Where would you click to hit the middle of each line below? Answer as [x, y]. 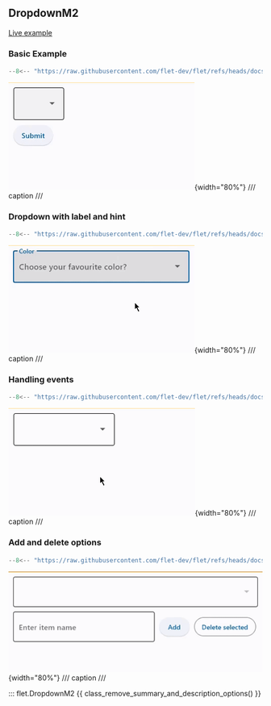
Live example [30, 32]
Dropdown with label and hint [67, 216]
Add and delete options [55, 542]
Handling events [41, 380]
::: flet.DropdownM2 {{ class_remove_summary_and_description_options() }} [135, 694]
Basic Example [38, 53]
